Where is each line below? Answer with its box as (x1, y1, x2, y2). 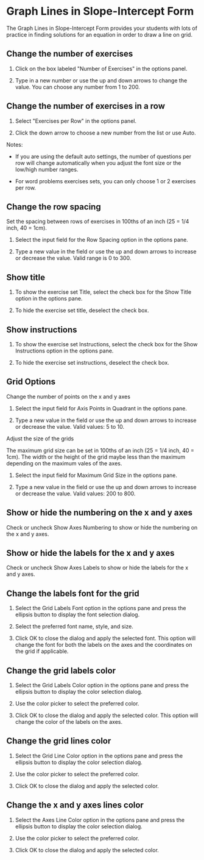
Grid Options (6, 377, 56, 387)
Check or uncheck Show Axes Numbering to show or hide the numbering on (6, 523, 198, 531)
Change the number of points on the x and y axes (6, 393, 131, 400)
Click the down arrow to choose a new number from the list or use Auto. (15, 129, 196, 136)
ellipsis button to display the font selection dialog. (15, 611, 140, 618)
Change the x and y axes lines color (6, 800, 144, 811)
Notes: (6, 140, 23, 148)
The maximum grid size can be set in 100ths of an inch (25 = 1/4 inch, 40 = (6, 446, 195, 454)
